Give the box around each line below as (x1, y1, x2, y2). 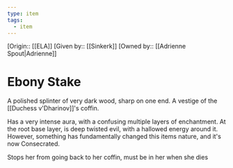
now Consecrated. (7, 140, 61, 148)
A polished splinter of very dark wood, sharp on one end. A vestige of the (7, 96, 218, 105)
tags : (7, 17, 23, 24)
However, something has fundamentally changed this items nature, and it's (7, 133, 221, 141)
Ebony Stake (7, 74, 81, 90)
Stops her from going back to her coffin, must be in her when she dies (7, 153, 209, 162)
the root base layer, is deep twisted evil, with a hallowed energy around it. (7, 125, 218, 133)
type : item (7, 10, 39, 17)
